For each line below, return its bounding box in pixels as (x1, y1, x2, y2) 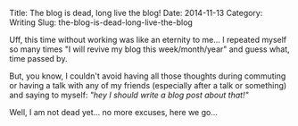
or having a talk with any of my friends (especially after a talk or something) (9, 80, 287, 90)
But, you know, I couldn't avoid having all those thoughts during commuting (9, 71, 286, 81)
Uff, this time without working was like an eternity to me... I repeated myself (9, 35, 287, 45)
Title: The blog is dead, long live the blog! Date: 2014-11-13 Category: (9, 8, 263, 18)
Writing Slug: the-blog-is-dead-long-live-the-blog (9, 17, 194, 28)
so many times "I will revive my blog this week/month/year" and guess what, (9, 44, 290, 55)
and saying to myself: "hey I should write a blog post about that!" (9, 89, 249, 100)
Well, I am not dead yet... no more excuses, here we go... (9, 107, 219, 117)
